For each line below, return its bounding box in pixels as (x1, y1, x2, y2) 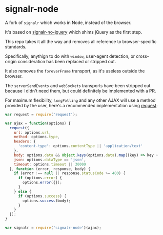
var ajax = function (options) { (5, 121, 71, 126)
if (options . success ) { (18, 193, 67, 199)
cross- (136, 53, 149, 59)
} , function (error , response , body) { (9, 166, 91, 171)
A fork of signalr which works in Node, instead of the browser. (5, 20, 132, 25)
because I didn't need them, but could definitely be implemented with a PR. (5, 88, 156, 94)
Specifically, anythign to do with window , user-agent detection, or (5, 53, 135, 59)
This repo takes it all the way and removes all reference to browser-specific (5, 38, 157, 45)
